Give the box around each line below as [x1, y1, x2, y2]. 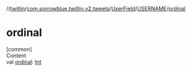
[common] [6, 45, 32, 53]
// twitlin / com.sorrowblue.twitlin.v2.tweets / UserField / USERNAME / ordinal [6, 5, 186, 12]
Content [6, 52, 27, 59]
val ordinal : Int [6, 58, 42, 65]
